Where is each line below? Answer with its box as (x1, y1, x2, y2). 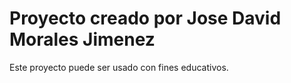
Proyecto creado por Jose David (9, 7, 282, 30)
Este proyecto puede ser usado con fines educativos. (9, 61, 229, 73)
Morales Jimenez (9, 28, 156, 51)
